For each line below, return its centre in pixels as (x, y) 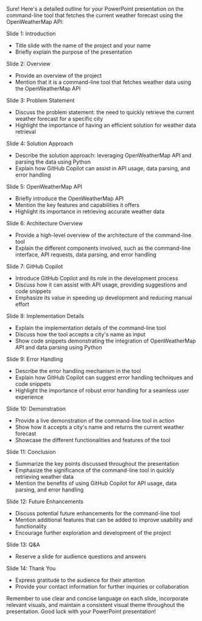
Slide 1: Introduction (31, 34)
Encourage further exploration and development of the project (93, 533)
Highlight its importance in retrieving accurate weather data (90, 211)
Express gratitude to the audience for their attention (80, 580)
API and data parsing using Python (58, 347)
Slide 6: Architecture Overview (45, 223)
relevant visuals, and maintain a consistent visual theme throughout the (96, 605)
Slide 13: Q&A (23, 545)
